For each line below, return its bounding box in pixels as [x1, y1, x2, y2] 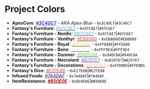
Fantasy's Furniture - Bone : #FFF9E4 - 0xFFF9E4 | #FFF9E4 [11, 46, 130, 52]
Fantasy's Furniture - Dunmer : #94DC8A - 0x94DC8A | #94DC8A [11, 51, 138, 58]
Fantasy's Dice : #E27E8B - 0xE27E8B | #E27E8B [11, 67, 105, 73]
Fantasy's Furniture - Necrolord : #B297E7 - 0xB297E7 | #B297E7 [11, 57, 140, 63]
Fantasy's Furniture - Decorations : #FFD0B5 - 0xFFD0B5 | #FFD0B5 [11, 62, 145, 68]
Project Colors [4, 3, 65, 15]
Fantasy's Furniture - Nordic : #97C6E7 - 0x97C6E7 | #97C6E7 [11, 30, 133, 36]
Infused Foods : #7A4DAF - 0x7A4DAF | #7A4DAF [11, 73, 104, 79]
